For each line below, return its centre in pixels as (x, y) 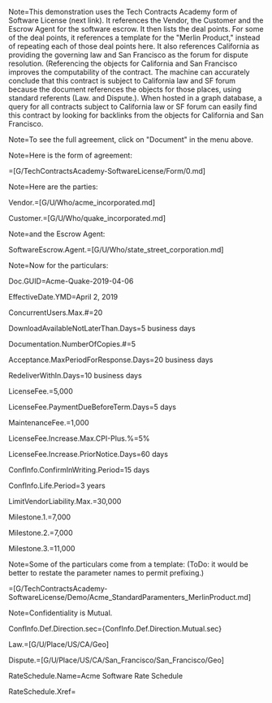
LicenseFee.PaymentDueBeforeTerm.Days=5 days (93, 407)
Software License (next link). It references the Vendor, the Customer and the (136, 20)
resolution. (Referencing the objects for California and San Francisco (123, 63)
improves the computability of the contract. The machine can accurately (129, 72)
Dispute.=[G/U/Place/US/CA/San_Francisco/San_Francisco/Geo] (117, 660)
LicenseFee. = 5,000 (41, 391)
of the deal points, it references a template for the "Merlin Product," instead (134, 37)
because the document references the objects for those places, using (125, 89)
